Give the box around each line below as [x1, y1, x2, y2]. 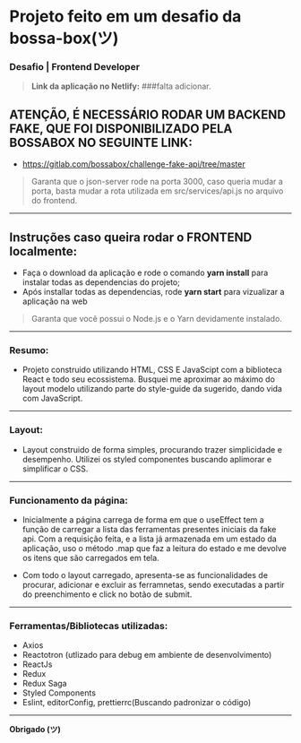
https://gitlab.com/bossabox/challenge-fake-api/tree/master [21, 159, 245, 169]
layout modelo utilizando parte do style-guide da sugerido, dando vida [21, 384, 282, 394]
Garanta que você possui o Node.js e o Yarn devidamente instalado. [30, 314, 282, 324]
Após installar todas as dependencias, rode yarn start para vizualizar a [21, 287, 285, 298]
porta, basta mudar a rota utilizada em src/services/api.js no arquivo [30, 186, 284, 196]
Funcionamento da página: [9, 494, 128, 506]
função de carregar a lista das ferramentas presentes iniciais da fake [21, 524, 277, 534]
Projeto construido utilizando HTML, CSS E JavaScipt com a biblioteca [21, 365, 282, 376]
